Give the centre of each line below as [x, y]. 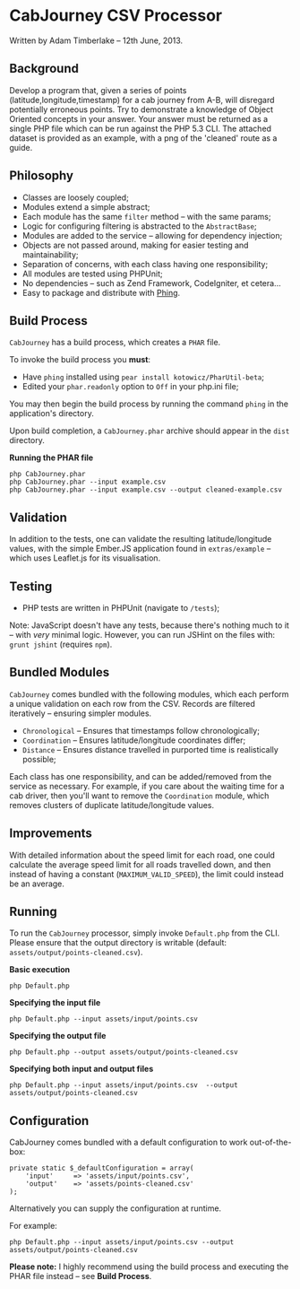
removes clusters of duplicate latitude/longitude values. [112, 805]
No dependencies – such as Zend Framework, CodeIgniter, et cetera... [151, 283]
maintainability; [50, 254]
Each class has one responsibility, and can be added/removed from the [141, 776]
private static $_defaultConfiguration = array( [102, 1168]
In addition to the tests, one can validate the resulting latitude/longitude [141, 539]
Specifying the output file [58, 1036]
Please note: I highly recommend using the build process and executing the [149, 1267]
